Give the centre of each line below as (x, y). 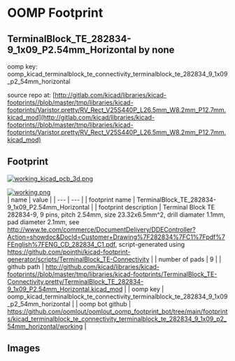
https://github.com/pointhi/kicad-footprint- (69, 252)
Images (24, 348)
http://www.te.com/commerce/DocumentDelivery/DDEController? (101, 229)
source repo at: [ (31, 95)
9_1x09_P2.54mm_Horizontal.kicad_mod (65, 289)
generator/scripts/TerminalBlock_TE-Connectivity (78, 259)
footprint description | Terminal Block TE (157, 207)
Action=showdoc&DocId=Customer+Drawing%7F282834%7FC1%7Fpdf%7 (116, 237)
